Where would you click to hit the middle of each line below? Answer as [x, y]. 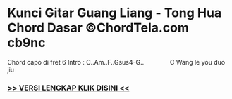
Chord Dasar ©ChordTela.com [98, 28]
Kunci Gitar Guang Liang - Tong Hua [115, 13]
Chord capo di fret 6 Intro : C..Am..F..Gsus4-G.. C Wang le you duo [116, 62]
